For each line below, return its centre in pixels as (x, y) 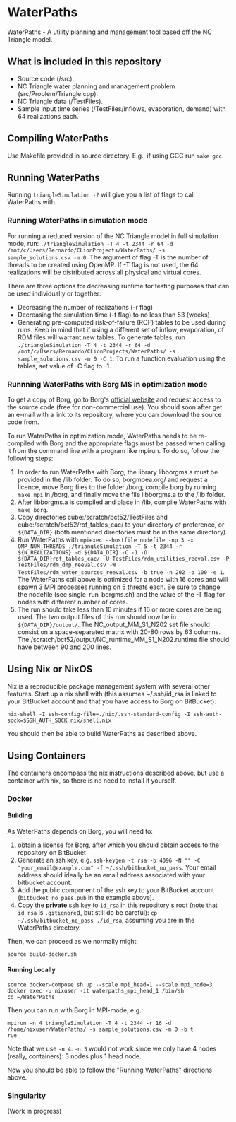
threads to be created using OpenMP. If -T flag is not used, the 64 (103, 264)
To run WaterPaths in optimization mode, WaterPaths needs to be (102, 436)
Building (20, 816)
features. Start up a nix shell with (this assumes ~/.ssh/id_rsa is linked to (112, 694)
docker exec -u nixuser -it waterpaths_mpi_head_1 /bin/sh (96, 990)
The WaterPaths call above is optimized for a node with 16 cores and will (123, 579)
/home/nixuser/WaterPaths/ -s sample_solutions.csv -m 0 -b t (100, 1029)
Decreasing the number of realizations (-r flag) (85, 307)
